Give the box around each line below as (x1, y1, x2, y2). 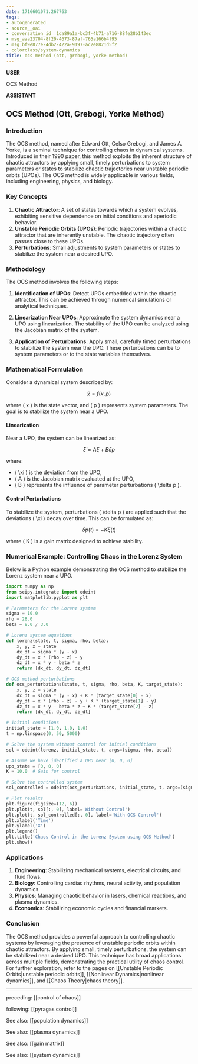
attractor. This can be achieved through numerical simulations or (14, 296, 172, 303)
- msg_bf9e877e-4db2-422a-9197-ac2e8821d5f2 (6, 42, 117, 48)
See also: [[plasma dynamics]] (6, 1028, 80, 1036)
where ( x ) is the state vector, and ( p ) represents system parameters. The (6, 402, 189, 409)
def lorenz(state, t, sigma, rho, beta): (6, 637, 110, 644)
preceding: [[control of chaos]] (6, 994, 81, 1001)
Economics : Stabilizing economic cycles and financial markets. (14, 905, 169, 912)
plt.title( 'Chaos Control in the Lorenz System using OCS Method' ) (6, 834, 176, 840)
